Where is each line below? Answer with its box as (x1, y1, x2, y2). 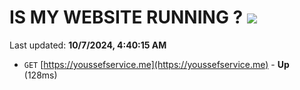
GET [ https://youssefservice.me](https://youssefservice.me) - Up (23, 58, 290, 70)
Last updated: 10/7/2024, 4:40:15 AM (9, 39, 167, 51)
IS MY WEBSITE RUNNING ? (9, 6, 244, 29)
